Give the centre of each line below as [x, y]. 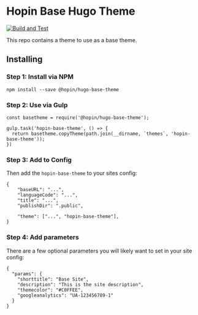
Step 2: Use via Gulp [37, 105]
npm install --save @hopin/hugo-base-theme [63, 89]
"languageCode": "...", [48, 195]
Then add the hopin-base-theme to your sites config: [72, 173]
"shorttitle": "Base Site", [53, 279]
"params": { [27, 274]
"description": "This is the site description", [81, 284]
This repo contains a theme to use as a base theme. [72, 40]
